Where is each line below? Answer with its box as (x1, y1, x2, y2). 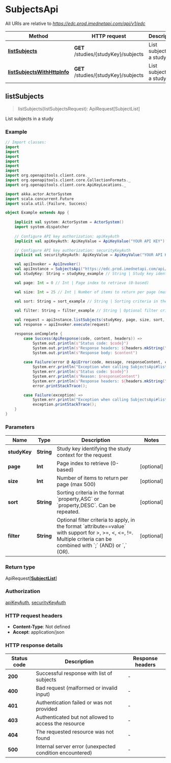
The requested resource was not (36, 728, 114, 736)
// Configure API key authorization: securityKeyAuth (14, 248, 131, 253)
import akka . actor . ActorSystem (5, 191, 72, 196)
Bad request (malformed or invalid (36, 685, 118, 692)
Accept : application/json (12, 629, 65, 635)
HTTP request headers (5, 612, 63, 619)
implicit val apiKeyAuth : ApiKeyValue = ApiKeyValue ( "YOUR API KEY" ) (14, 238, 165, 244)
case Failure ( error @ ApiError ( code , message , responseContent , (23, 360, 163, 365)
